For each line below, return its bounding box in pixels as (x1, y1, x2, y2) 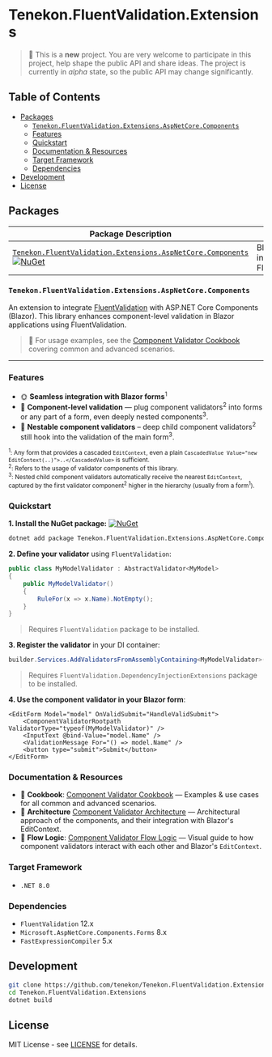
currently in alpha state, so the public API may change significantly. (28, 66, 253, 76)
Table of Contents (8, 91, 101, 104)
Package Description (89, 228, 172, 240)
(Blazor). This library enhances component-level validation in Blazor (8, 311, 235, 320)
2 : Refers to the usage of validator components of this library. (8, 463, 179, 473)
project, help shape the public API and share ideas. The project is (28, 58, 246, 68)
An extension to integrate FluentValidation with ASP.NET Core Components (8, 302, 259, 312)
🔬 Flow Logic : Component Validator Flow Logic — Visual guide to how (19, 833, 253, 843)
